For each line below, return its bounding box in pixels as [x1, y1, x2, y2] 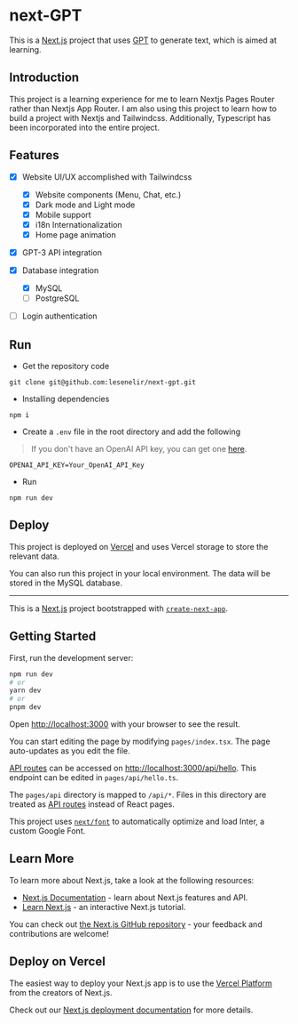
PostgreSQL [35, 293, 80, 303]
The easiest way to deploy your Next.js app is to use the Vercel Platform [9, 978, 273, 988]
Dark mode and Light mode [35, 199, 136, 210]
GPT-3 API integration [21, 246, 102, 258]
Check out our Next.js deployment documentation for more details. [9, 1004, 254, 1015]
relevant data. [9, 551, 59, 561]
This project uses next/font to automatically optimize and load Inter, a [9, 816, 265, 827]
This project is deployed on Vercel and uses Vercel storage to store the [9, 541, 269, 552]
